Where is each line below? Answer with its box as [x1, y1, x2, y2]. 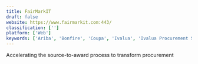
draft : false [6, 14, 38, 20]
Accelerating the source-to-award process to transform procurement [6, 52, 174, 58]
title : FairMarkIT [6, 8, 51, 15]
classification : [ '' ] [6, 24, 60, 31]
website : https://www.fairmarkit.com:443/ [6, 19, 112, 25]
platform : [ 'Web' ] [6, 30, 51, 36]
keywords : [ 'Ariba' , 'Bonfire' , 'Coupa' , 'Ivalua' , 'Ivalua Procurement [6, 35, 189, 41]
